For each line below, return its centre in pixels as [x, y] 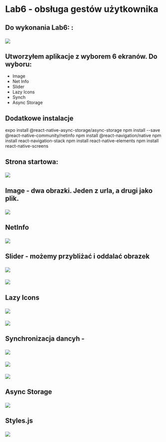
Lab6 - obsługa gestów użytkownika [82, 9]
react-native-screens [27, 146]
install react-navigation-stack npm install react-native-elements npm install [82, 141]
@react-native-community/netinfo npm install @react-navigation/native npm [83, 136]
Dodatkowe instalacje [39, 118]
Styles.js [19, 421]
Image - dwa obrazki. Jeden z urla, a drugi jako [79, 191]
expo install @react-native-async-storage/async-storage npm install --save [83, 130]
